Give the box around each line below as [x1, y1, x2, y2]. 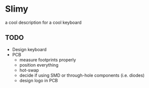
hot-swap [19, 67, 39, 73]
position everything [19, 62, 59, 68]
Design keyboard [12, 46, 47, 52]
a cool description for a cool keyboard [5, 19, 82, 25]
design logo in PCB [19, 77, 58, 83]
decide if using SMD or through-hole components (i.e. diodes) [19, 72, 145, 78]
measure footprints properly [19, 57, 76, 63]
